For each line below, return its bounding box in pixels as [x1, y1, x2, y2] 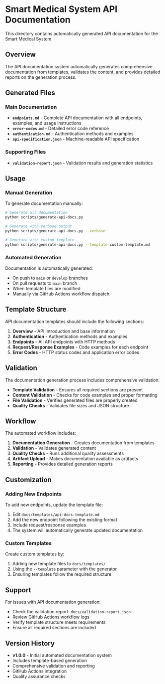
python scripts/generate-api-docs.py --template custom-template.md [5, 242, 150, 247]
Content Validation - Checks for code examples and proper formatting [12, 392, 158, 398]
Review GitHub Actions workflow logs [12, 614, 89, 620]
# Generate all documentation [5, 210, 68, 215]
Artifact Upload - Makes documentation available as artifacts [12, 456, 138, 462]
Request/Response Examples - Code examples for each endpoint [12, 344, 149, 350]
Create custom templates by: [5, 551, 65, 557]
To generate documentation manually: [5, 200, 83, 206]
